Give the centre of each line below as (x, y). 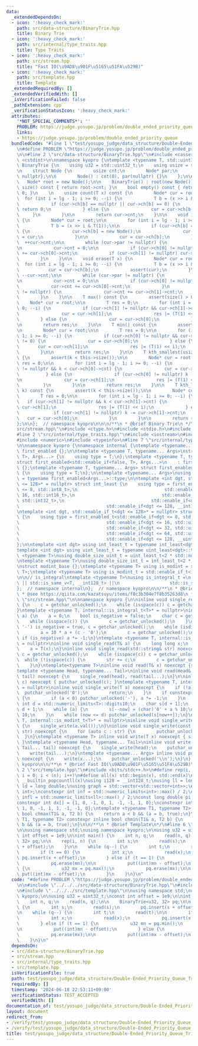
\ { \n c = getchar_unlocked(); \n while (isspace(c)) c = (96, 605)
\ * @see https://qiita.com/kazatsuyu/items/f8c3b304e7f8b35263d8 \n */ (106, 594)
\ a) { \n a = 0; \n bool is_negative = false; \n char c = (100, 616)
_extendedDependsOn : (37, 17)
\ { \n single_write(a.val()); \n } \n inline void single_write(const (104, 726)
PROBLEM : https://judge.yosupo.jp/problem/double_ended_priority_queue (106, 127)
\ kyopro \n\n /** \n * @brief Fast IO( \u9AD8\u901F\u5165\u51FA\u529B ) (104, 764)
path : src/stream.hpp (43, 61)
